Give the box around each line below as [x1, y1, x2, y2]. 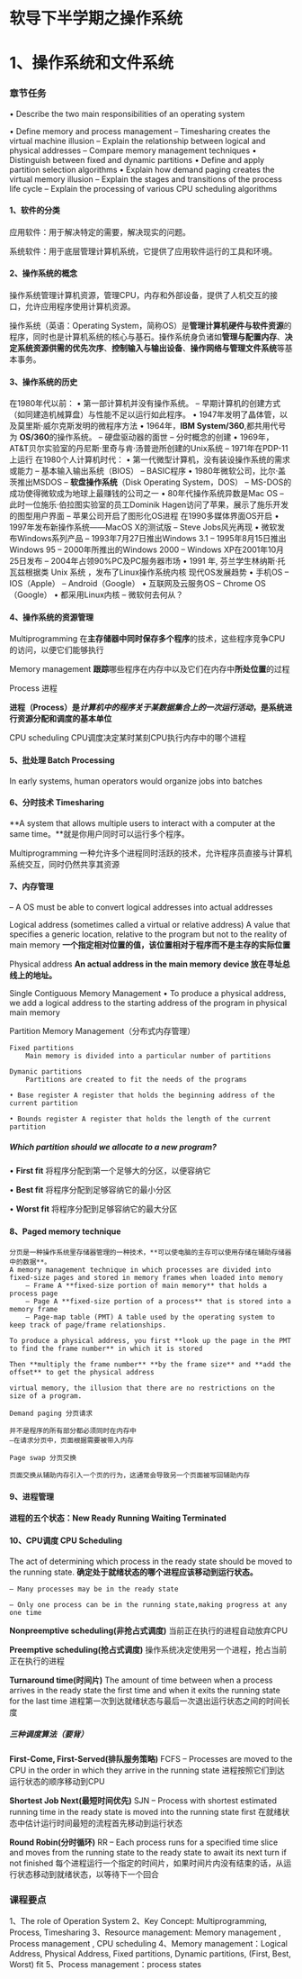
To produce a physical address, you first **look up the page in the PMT [9, 1337, 292, 1346]
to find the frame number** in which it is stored [9, 1344, 203, 1354]
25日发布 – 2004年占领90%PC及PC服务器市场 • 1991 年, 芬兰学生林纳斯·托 [9, 556, 286, 567]
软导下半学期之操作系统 [9, 8, 183, 29]
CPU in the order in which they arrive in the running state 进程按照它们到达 [9, 1765, 286, 1775]
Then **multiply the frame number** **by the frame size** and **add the [9, 1360, 292, 1369]
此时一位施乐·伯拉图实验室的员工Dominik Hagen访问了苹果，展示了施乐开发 [9, 499, 289, 510]
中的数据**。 [9, 1257, 51, 1266]
